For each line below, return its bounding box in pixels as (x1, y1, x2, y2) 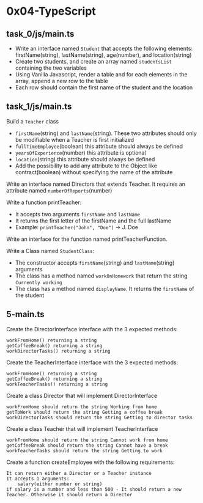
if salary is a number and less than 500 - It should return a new (6, 486, 182, 493)
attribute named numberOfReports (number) (6, 186, 113, 194)
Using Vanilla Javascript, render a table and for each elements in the (15, 71, 188, 78)
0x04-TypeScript (6, 4, 96, 18)
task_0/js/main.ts (6, 29, 75, 39)
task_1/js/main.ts (6, 101, 72, 112)
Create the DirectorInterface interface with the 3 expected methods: (6, 325, 178, 332)
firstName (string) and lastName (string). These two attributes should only (15, 130, 197, 137)
